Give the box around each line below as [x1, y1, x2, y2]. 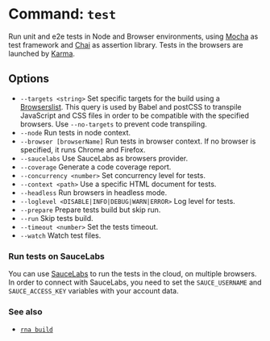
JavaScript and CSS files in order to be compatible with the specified [19, 110, 250, 120]
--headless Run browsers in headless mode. [19, 187, 168, 198]
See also [8, 306, 43, 317]
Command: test [8, 5, 117, 23]
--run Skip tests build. [19, 213, 94, 222]
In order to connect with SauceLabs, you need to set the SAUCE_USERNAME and [8, 277, 262, 287]
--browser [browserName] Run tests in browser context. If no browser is [19, 136, 256, 146]
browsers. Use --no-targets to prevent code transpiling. [19, 119, 207, 129]
